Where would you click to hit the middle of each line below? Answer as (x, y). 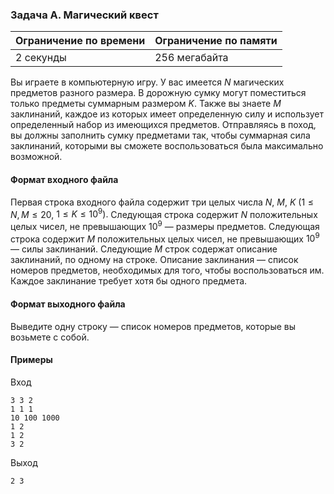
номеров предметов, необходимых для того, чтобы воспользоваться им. (167, 270)
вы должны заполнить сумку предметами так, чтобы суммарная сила (160, 135)
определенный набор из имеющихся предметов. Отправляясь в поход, (163, 125)
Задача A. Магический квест (84, 15)
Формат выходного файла (68, 304)
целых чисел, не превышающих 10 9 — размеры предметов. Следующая (165, 225)
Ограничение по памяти (216, 41)
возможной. (36, 157)
